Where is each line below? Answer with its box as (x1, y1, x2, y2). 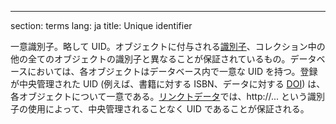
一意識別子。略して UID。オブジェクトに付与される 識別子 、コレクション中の (10, 41, 326, 52)
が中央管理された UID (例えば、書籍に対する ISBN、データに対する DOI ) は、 (10, 78, 326, 90)
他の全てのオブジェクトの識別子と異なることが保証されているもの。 (10, 53, 291, 65)
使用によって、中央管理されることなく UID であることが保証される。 (27, 103, 310, 115)
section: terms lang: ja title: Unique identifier (10, 20, 193, 31)
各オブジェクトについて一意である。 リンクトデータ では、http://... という (10, 91, 308, 102)
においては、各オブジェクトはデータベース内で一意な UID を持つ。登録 (27, 66, 318, 77)
